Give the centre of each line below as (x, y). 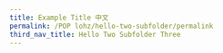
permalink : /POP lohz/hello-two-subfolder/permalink (111, 26)
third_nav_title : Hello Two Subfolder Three (95, 34)
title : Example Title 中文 (59, 18)
